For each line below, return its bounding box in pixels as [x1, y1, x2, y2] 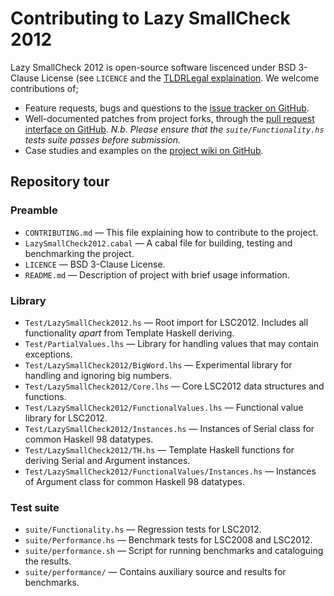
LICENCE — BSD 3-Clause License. [24, 258, 166, 270]
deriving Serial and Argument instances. [24, 454, 191, 466]
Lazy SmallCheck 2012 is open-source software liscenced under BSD [10, 61, 297, 73]
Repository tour [10, 173, 110, 191]
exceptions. [24, 348, 73, 360]
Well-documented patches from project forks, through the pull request [24, 112, 315, 124]
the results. [24, 555, 72, 567]
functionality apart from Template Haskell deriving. [24, 327, 235, 339]
